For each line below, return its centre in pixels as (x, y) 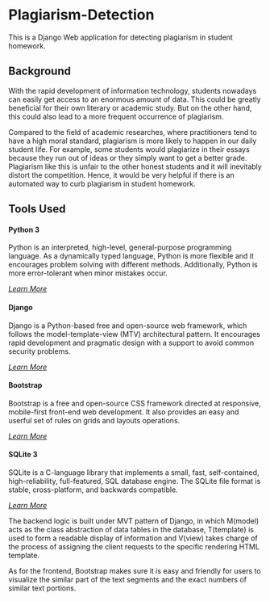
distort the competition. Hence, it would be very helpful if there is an (122, 174)
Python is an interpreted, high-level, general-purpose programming (120, 247)
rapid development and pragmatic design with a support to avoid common (131, 343)
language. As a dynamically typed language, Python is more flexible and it (131, 256)
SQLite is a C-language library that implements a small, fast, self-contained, (134, 472)
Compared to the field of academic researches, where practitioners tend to (133, 132)
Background (39, 71)
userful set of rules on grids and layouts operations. (94, 420)
